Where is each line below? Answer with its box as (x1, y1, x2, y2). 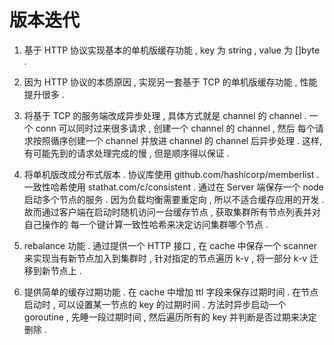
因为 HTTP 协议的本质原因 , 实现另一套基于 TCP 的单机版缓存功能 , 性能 (23, 76, 318, 88)
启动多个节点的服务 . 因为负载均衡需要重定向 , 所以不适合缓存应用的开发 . (23, 193, 325, 205)
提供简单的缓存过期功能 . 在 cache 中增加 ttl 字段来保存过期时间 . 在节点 (23, 286, 319, 298)
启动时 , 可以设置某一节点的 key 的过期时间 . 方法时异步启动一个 (23, 298, 287, 310)
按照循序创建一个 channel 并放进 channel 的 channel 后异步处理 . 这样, (32, 134, 323, 146)
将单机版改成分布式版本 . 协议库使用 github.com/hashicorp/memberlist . (23, 168, 320, 180)
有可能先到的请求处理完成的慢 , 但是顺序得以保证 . (23, 147, 230, 159)
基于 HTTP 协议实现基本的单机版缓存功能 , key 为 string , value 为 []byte (23, 44, 321, 56)
